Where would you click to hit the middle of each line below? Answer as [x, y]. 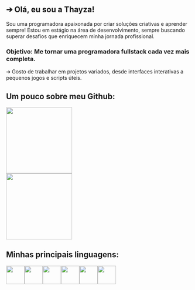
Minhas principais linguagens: [62, 255]
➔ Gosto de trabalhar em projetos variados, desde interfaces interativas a [95, 72]
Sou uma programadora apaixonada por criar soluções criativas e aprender [97, 23]
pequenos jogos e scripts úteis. [44, 78]
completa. [21, 59]
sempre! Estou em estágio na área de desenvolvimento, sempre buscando [96, 30]
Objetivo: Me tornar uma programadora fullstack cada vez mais [98, 51]
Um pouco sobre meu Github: [61, 96]
